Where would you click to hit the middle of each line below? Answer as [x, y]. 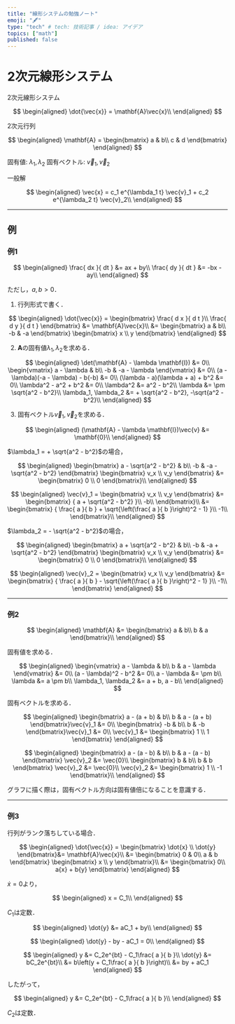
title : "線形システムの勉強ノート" [52, 14]
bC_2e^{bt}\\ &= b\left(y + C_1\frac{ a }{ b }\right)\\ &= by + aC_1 [117, 962]
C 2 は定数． [23, 1013]
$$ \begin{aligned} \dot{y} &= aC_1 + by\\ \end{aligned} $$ [117, 927]
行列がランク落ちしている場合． [53, 833]
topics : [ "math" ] [33, 33]
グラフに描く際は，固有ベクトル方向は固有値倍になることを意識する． [108, 790]
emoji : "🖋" [24, 20]
